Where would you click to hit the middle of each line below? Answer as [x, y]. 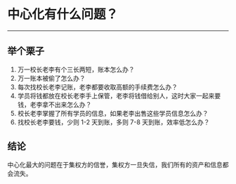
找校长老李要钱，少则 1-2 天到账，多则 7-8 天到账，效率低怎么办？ [113, 122]
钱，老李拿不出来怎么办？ [54, 104]
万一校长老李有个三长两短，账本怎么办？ [76, 69]
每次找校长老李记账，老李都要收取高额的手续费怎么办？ [97, 87]
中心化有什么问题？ [63, 14]
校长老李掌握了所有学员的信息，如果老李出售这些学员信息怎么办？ [113, 113]
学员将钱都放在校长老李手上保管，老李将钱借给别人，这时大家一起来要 [119, 96]
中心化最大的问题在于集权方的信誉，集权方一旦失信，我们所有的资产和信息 [115, 164]
